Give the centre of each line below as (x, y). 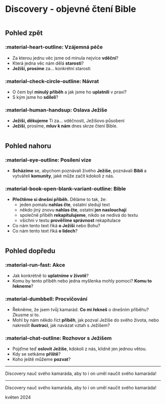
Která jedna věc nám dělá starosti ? (48, 63)
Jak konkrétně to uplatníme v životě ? (50, 276)
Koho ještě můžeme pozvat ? (41, 360)
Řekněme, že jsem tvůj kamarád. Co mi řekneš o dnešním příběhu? (81, 310)
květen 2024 (18, 397)
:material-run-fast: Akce (35, 265)
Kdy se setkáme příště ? (36, 354)
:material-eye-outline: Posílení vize (48, 160)
